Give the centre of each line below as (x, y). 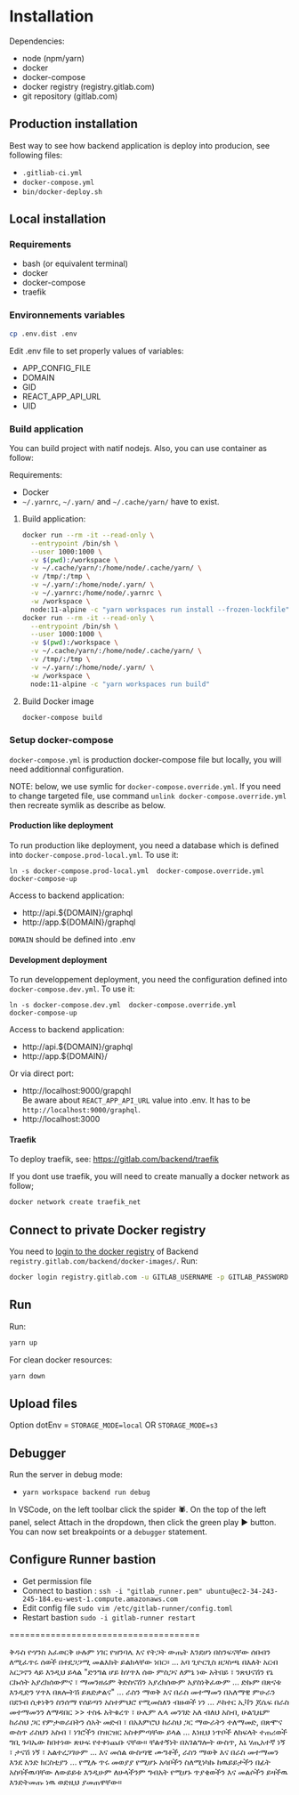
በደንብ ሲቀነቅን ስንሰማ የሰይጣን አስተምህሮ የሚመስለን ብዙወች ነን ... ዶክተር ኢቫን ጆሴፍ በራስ (149, 1702)
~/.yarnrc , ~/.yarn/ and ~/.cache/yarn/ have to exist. (121, 501)
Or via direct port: (41, 1073)
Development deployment (58, 959)
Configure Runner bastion (83, 1560)
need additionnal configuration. (67, 769)
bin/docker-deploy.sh (62, 192)
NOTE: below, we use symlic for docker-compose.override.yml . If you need (145, 786)
